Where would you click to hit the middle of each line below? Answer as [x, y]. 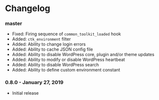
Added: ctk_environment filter [41, 39]
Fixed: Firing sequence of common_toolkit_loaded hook [66, 34]
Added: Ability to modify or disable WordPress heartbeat [68, 60]
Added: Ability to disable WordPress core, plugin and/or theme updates [83, 55]
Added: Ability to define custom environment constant [66, 70]
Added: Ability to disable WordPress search [56, 65]
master [14, 24]
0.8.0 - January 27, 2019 [34, 83]
